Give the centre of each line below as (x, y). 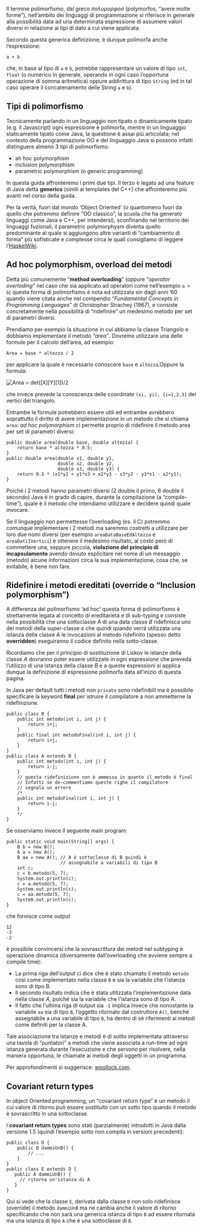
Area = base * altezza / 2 (40, 353)
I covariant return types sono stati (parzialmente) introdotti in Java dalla (96, 1125)
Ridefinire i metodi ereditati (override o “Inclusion (101, 585)
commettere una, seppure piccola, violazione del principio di (82, 547)
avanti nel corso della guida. (41, 195)
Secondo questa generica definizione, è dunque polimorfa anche (87, 39)
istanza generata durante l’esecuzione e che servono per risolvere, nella (96, 1049)
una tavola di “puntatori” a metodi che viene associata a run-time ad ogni (97, 1043)
